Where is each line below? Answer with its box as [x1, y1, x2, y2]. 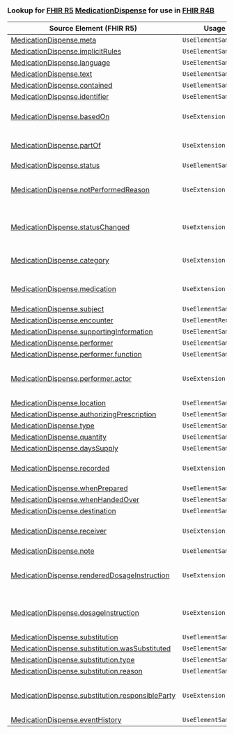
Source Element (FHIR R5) [49, 24, 137, 33]
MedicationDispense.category [10, 256, 109, 265]
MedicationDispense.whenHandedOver [10, 495, 140, 505]
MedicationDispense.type [10, 421, 95, 430]
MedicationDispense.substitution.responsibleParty [10, 691, 176, 701]
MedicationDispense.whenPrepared [10, 483, 128, 493]
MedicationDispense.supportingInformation [10, 327, 153, 336]
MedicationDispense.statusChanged [10, 222, 130, 232]
